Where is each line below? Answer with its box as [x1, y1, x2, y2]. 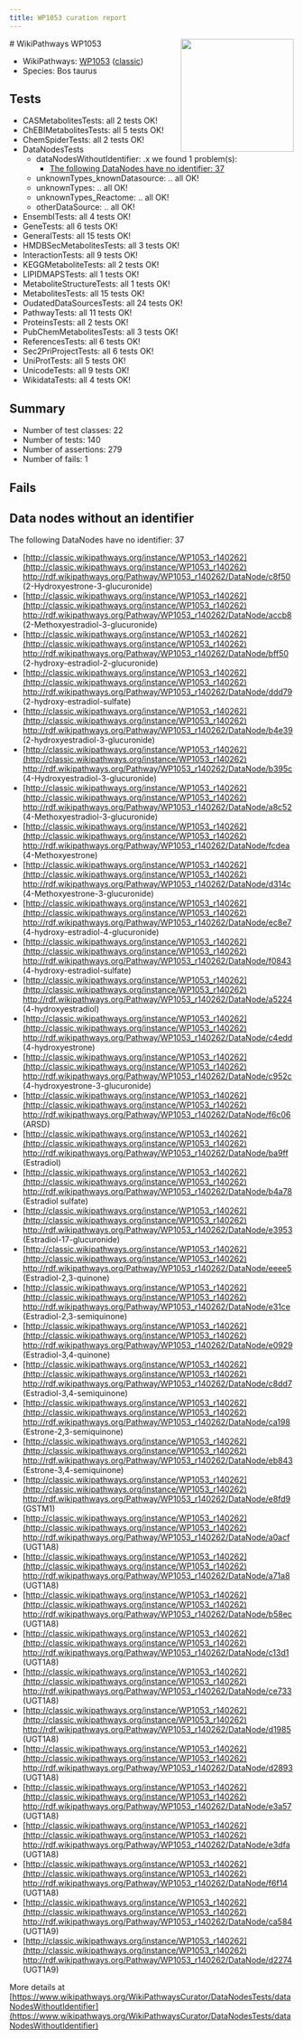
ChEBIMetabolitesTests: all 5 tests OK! [22, 125, 164, 136]
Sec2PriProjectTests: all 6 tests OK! [22, 345, 154, 357]
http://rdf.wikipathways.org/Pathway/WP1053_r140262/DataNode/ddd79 [22, 686, 293, 697]
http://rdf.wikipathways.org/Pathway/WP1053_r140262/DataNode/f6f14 [22, 1878, 289, 1889]
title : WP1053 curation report [9, 13, 127, 23]
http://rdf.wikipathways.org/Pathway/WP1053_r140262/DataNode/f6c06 [22, 1109, 291, 1120]
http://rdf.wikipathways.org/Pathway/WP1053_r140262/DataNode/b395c [22, 763, 293, 774]
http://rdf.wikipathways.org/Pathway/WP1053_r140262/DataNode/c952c [22, 1071, 293, 1081]
